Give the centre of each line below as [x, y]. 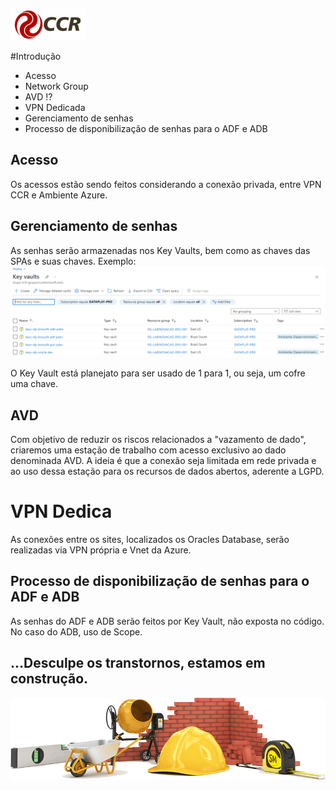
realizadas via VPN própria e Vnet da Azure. [101, 550]
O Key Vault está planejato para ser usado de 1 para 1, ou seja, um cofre [158, 373]
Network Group [56, 86]
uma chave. [34, 384]
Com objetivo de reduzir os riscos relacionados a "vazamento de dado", [158, 440]
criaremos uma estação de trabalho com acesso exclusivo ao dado [148, 450]
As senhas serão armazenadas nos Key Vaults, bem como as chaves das [160, 250]
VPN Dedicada [55, 107]
